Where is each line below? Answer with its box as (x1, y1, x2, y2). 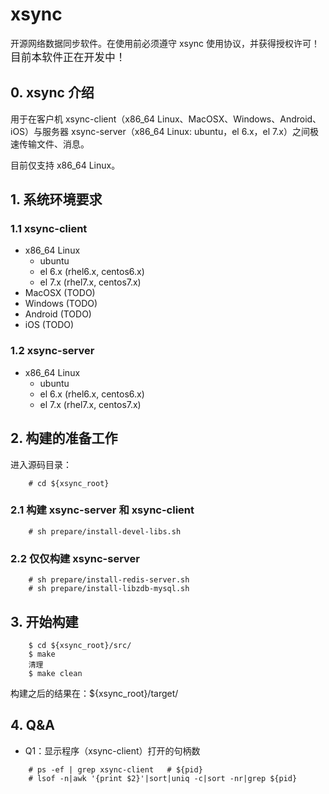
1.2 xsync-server (10, 344, 95, 358)
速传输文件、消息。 (10, 138, 90, 150)
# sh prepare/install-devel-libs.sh (28, 526, 182, 537)
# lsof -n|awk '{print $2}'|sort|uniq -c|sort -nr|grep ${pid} (28, 773, 298, 783)
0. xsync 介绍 (10, 84, 95, 102)
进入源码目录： (10, 458, 72, 470)
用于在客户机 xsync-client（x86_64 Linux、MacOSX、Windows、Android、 (10, 113, 322, 125)
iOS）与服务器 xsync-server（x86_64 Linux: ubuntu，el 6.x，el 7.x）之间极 (10, 125, 319, 137)
